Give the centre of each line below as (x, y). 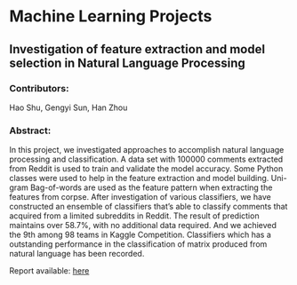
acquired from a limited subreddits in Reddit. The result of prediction (134, 216)
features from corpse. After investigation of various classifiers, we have (140, 197)
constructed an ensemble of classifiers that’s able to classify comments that (148, 207)
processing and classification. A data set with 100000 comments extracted (146, 159)
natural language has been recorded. (77, 254)
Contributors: (39, 88)
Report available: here (49, 271)
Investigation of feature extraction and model (137, 49)
